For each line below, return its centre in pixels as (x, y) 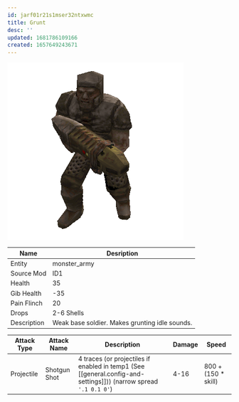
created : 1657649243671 (43, 45)
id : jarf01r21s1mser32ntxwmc (51, 15)
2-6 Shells (68, 313)
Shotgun (58, 370)
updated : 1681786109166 (43, 38)
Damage (186, 344)
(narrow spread (136, 381)
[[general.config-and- (111, 374)
